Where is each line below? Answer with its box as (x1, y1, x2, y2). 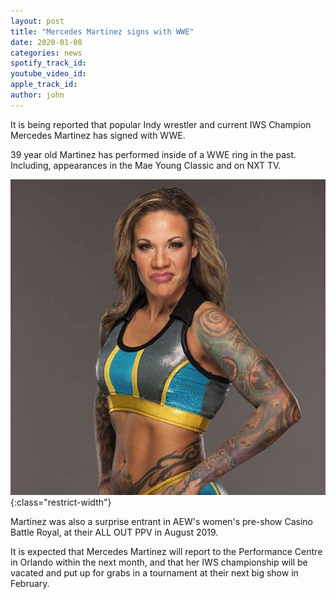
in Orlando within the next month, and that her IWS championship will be (10, 556, 308, 569)
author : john (10, 90, 65, 100)
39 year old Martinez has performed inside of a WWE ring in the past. (10, 148, 297, 160)
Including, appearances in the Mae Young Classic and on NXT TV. (10, 159, 282, 171)
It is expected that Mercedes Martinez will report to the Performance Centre (10, 546, 323, 558)
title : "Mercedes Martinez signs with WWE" (10, 26, 195, 37)
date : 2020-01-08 (10, 37, 83, 47)
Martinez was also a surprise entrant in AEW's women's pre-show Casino (10, 516, 313, 528)
